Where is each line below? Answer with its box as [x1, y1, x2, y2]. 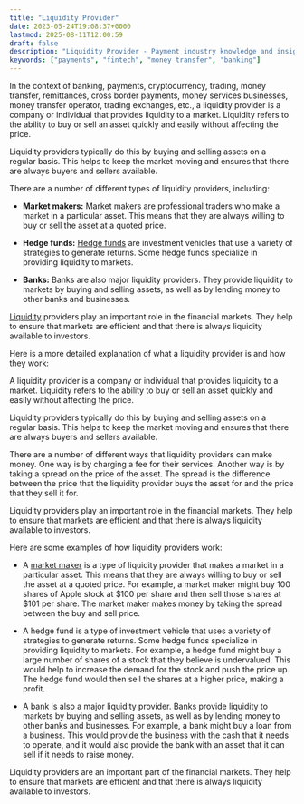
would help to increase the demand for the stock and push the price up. [22, 664, 290, 674]
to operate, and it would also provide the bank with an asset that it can [22, 740, 285, 750]
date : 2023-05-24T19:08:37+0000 [9, 22, 131, 31]
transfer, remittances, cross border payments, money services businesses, [9, 90, 289, 101]
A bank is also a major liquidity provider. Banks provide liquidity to [22, 701, 269, 711]
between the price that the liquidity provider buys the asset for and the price [9, 478, 294, 488]
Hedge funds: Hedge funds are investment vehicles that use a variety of [22, 238, 294, 248]
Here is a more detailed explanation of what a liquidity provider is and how [9, 348, 286, 358]
